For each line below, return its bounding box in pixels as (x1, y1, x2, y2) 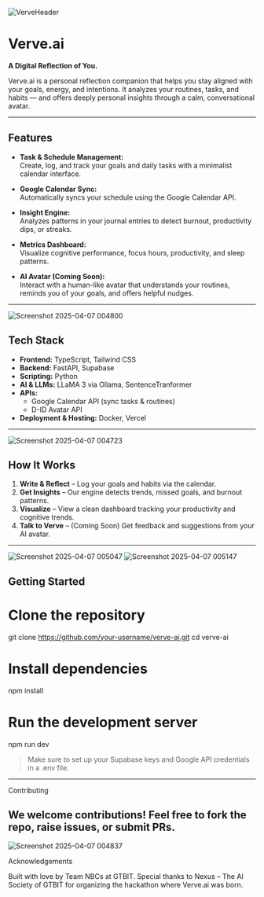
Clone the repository (8, 606, 145, 624)
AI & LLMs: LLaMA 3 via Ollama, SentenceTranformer (19, 380, 192, 389)
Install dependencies (8, 660, 148, 678)
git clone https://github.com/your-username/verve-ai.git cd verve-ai (8, 632, 229, 642)
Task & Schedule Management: (19, 152, 124, 161)
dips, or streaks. (19, 224, 72, 233)
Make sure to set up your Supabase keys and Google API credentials (27, 755, 250, 764)
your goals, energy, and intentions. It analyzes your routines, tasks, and (8, 84, 240, 94)
